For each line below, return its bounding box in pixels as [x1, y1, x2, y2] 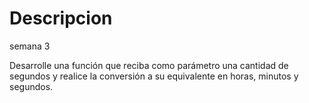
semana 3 [9, 40, 51, 52]
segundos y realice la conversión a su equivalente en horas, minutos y [9, 70, 299, 82]
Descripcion [9, 7, 113, 30]
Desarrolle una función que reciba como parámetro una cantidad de [9, 59, 289, 71]
